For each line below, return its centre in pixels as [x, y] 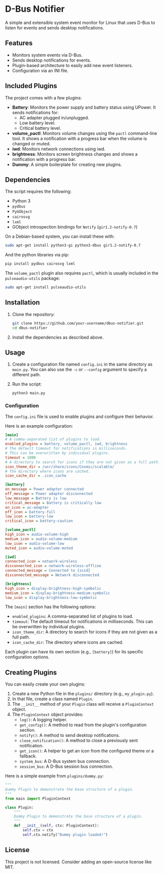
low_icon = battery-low [29, 517]
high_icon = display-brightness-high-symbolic [53, 588]
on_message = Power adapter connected [44, 489]
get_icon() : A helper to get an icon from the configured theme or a [87, 751]
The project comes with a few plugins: [43, 98]
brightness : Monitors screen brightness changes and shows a [75, 154]
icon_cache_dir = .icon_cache [36, 476]
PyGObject [22, 212]
